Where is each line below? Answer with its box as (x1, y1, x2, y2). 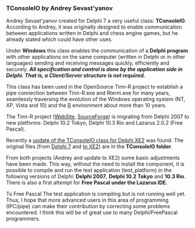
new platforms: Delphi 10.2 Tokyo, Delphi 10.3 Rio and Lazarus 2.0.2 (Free (6, 120, 183, 127)
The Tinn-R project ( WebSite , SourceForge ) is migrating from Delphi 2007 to (6, 113, 190, 120)
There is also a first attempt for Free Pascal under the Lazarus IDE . (6, 179, 168, 186)
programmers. (6, 215, 41, 222)
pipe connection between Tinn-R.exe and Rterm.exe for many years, (6, 89, 170, 97)
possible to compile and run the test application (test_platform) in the (6, 167, 172, 174)
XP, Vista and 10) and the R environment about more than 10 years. (6, 102, 167, 109)
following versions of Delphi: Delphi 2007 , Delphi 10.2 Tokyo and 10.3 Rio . (6, 173, 186, 180)
